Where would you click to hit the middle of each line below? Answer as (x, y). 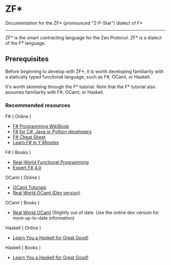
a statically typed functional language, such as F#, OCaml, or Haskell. (78, 76)
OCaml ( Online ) (23, 178)
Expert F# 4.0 (27, 168)
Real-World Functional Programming (51, 162)
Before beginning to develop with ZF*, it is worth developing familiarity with (84, 71)
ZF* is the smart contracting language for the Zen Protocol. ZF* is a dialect (83, 37)
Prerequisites (27, 59)
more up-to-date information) (44, 218)
